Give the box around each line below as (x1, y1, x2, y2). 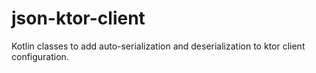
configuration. (11, 50, 69, 62)
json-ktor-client (11, 7, 146, 30)
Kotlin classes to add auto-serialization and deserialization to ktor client (11, 40, 306, 52)
